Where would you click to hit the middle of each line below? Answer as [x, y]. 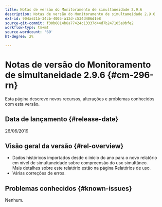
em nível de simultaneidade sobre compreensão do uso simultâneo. [80, 163]
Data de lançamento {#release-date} [62, 119]
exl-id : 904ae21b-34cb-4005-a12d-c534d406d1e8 [53, 18]
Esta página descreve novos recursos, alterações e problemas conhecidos [80, 99]
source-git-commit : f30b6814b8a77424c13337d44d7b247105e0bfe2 [69, 23]
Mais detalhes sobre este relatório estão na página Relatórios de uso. [81, 168]
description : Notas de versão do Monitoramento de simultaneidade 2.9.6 [80, 14]
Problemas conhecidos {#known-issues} [69, 188]
